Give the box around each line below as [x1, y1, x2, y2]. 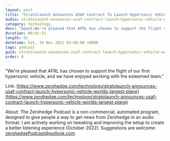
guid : [5, 49, 17, 54]
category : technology [5, 21, 51, 27]
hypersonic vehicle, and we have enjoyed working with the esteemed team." [5, 74, 164, 80]
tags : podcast [5, 45, 35, 50]
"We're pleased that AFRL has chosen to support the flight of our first [5, 68, 150, 74]
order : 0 [5, 54, 24, 59]
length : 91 [5, 36, 28, 41]
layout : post [5, 7, 33, 13]
